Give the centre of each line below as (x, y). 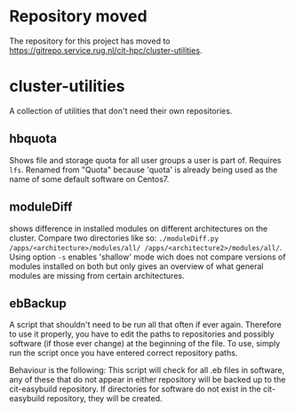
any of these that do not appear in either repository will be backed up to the (147, 380)
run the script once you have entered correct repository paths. (124, 353)
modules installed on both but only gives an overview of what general (136, 266)
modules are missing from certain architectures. (97, 275)
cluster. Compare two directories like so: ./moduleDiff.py (114, 238)
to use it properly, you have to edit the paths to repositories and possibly (142, 334)
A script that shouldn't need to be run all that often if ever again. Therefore (145, 325)
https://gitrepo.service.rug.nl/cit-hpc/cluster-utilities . (106, 50)
